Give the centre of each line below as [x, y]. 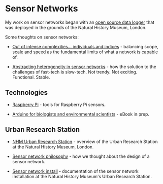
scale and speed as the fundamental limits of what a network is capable [85, 52]
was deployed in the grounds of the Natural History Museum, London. [76, 27]
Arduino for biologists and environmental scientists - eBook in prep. [81, 114]
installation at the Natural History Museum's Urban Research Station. [82, 176]
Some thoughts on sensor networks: [42, 37]
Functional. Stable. [31, 77]
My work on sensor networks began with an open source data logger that [80, 22]
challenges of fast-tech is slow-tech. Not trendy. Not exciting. [75, 72]
